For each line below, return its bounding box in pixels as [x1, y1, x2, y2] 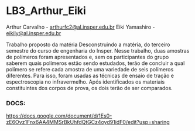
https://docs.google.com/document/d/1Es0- [6, 112, 112, 119]
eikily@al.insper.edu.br [6, 29, 61, 36]
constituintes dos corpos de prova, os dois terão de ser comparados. [6, 84, 173, 91]
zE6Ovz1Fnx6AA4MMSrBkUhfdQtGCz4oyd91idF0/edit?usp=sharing [6, 119, 170, 126]
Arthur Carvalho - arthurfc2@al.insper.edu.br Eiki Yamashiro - [6, 23, 155, 30]
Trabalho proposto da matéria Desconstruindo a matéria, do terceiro [6, 41, 170, 48]
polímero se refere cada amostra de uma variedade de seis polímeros [6, 65, 174, 73]
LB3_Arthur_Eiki [6, 4, 86, 18]
